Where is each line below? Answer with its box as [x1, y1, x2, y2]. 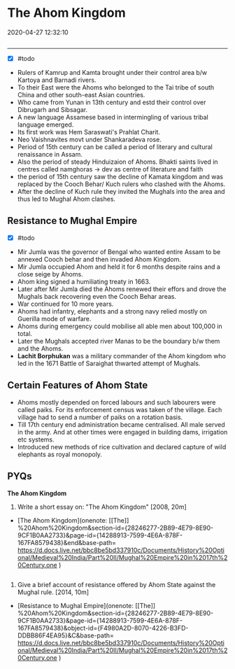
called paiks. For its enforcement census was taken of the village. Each [17, 405, 222, 414]
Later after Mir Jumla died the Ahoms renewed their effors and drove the [17, 285, 227, 293]
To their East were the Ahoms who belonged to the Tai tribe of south [17, 83, 215, 92]
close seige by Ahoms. [17, 269, 83, 278]
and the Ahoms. [17, 344, 64, 353]
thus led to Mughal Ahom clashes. [17, 195, 116, 203]
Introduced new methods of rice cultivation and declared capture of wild [17, 442, 227, 451]
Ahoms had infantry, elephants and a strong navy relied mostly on [17, 307, 208, 316]
